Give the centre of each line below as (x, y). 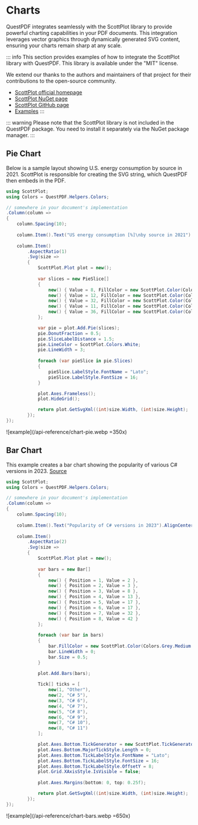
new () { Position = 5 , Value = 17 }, (95, 602)
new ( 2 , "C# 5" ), (68, 695)
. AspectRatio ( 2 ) (47, 542)
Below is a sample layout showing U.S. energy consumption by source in (94, 168)
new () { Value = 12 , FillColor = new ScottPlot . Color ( (117, 295)
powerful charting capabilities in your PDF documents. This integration (92, 32)
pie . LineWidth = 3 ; (61, 350)
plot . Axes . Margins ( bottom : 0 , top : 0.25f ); (92, 783)
